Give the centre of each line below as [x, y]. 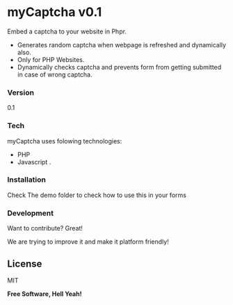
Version [21, 93]
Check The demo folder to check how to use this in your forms [97, 195]
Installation [27, 180]
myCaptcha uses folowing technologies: [65, 141]
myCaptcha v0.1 [55, 12]
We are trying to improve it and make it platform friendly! [88, 242]
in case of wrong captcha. [55, 75]
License [25, 264]
